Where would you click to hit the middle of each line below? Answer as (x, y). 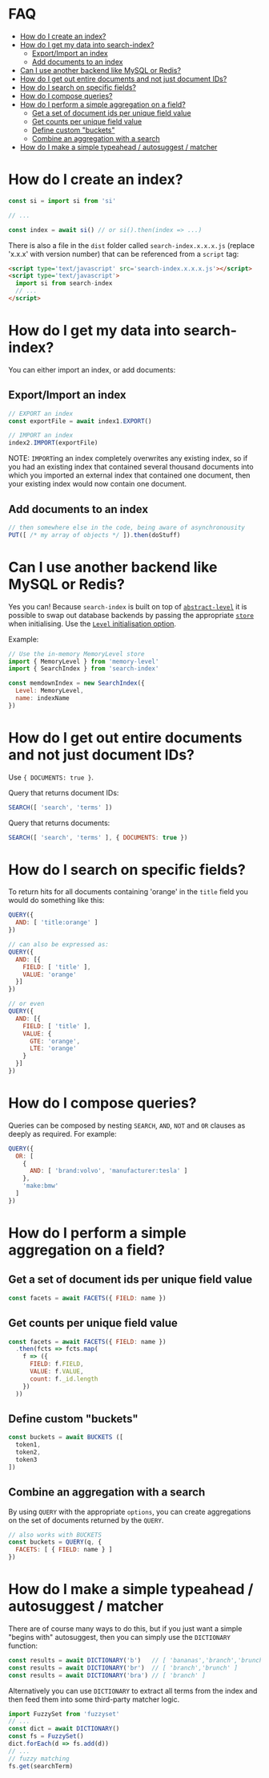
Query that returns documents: (59, 823)
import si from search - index (64, 283)
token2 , (28, 1453)
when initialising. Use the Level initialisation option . (92, 624)
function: (23, 1646)
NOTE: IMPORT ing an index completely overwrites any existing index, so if (128, 458)
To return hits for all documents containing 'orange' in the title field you (128, 892)
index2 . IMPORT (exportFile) (53, 443)
